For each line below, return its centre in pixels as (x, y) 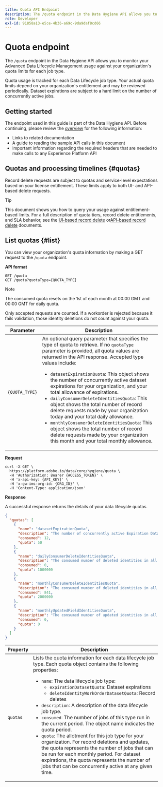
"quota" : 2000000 (35, 597)
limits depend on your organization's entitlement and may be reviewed (75, 86)
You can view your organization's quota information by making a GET (74, 252)
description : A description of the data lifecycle (94, 706)
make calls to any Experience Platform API (54, 153)
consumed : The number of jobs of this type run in (96, 718)
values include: (59, 363)
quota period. (57, 730)
